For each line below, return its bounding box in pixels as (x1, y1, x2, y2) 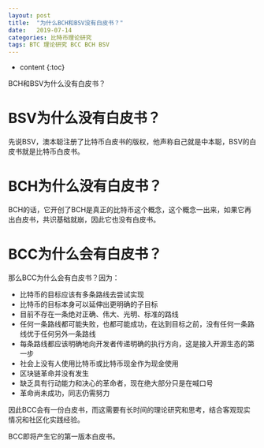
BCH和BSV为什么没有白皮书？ (8, 79, 106, 88)
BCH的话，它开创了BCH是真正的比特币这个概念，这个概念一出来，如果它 (8, 205, 245, 214)
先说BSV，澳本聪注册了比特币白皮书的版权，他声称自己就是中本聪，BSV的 (8, 137, 250, 147)
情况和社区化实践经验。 (8, 415, 84, 424)
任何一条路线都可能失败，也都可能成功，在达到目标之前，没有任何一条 (19, 319, 248, 328)
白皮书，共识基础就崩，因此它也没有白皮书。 (14, 215, 160, 224)
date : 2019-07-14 (8, 26, 73, 34)
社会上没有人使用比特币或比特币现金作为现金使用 (19, 358, 179, 368)
